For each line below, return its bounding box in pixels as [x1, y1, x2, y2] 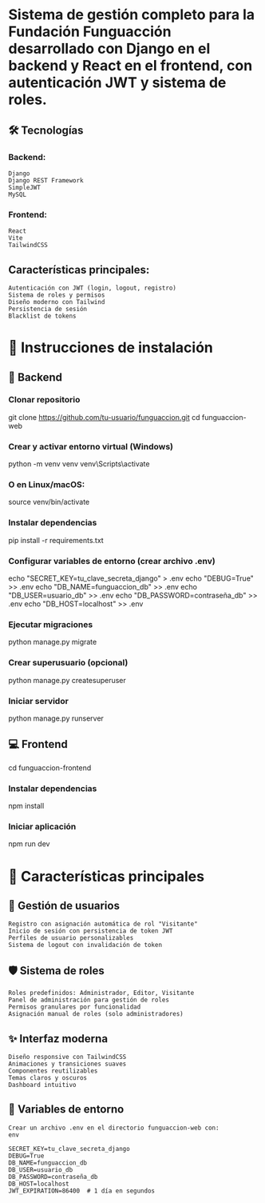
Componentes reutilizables [8, 1066, 98, 1075]
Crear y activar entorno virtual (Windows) [8, 441, 174, 452]
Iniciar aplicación [8, 821, 77, 832]
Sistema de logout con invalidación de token [8, 941, 162, 949]
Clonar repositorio [8, 394, 81, 406]
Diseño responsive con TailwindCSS [8, 1053, 127, 1061]
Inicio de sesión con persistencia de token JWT [8, 927, 173, 935]
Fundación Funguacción [8, 22, 172, 41]
